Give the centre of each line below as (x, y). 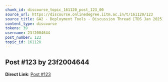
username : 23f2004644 (28, 33)
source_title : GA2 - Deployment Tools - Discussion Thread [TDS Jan (78, 19)
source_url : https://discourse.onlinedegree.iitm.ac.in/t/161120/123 (79, 14)
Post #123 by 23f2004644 (47, 62)
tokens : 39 (16, 28)
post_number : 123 (23, 38)
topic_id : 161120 (23, 42)
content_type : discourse (31, 24)
